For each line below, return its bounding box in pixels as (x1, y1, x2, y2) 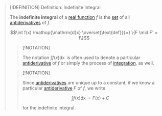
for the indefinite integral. (22, 105, 76, 111)
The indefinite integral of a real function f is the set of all (9, 14, 130, 20)
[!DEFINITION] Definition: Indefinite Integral (9, 5, 101, 10)
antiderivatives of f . (9, 20, 51, 25)
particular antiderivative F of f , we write (22, 85, 106, 91)
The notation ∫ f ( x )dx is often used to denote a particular (22, 54, 141, 61)
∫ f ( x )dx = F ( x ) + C (71, 95, 109, 101)
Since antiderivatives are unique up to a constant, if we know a (22, 80, 155, 85)
